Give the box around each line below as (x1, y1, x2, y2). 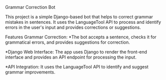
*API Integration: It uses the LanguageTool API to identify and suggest (5, 64, 149, 70)
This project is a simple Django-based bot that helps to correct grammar (5, 14, 153, 19)
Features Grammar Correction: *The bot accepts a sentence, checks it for (5, 34, 157, 40)
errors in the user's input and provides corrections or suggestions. (5, 24, 141, 30)
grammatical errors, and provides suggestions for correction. (5, 39, 130, 45)
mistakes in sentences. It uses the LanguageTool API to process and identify (5, 19, 162, 25)
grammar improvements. (5, 69, 56, 75)
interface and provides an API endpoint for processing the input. (5, 54, 137, 60)
